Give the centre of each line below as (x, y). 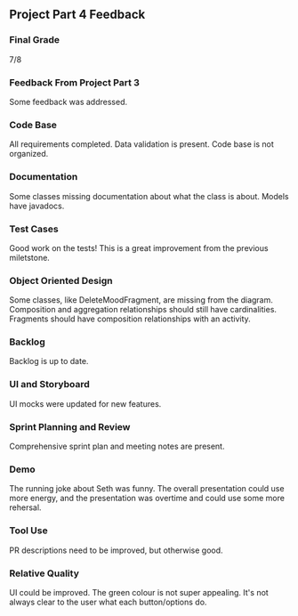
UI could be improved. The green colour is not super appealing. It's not (139, 592)
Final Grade (35, 40)
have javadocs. (37, 206)
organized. (29, 154)
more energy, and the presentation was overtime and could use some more (147, 498)
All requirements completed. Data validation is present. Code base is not (141, 144)
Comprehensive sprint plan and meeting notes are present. (117, 446)
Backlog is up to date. (49, 361)
